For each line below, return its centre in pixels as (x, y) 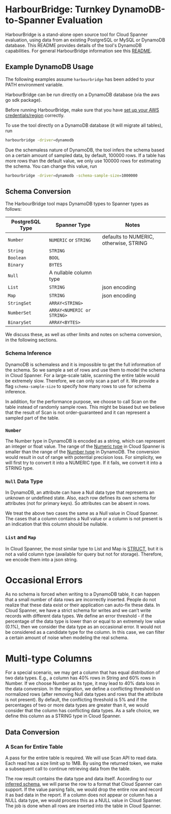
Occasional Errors (44, 580)
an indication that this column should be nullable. (56, 524)
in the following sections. (31, 340)
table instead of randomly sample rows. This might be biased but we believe (85, 407)
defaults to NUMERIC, (128, 237)
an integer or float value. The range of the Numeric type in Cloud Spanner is (85, 446)
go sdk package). (24, 100)
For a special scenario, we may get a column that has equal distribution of (83, 673)
